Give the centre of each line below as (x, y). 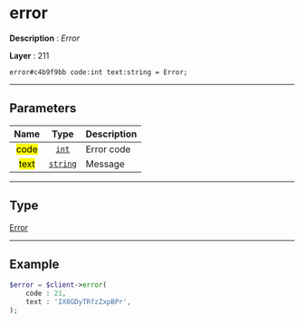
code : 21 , (46, 294)
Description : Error (44, 38)
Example (34, 264)
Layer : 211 (29, 55)
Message (105, 164)
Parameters (43, 108)
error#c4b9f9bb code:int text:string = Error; (99, 72)
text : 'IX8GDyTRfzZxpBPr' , (78, 302)
